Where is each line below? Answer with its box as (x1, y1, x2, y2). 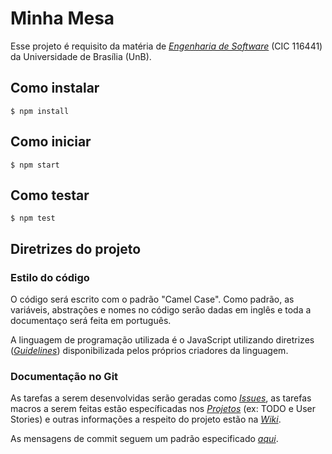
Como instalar (10, 80, 100, 97)
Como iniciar (10, 133, 92, 151)
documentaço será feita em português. (10, 315, 172, 327)
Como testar (10, 187, 90, 204)
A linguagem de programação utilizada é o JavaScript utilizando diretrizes (10, 334, 315, 346)
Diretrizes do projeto (10, 240, 142, 257)
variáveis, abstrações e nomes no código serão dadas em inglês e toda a (10, 304, 312, 316)
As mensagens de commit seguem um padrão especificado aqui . (10, 433, 279, 445)
